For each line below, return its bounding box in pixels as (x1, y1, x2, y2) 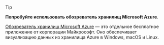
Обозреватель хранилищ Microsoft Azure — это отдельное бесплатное (5, 23, 159, 29)
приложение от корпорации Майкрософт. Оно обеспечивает (5, 29, 137, 34)
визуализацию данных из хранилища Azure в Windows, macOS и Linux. (5, 34, 159, 40)
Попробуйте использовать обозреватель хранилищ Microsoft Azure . (5, 14, 158, 19)
